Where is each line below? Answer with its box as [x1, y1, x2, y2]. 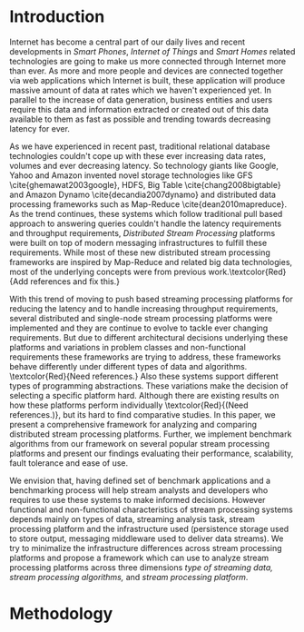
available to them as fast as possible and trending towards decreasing [9, 114, 271, 124]
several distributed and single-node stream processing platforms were [9, 312, 273, 323]
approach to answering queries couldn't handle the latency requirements [9, 218, 282, 229]
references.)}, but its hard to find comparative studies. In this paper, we [9, 409, 276, 420]
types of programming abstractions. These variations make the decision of [9, 380, 289, 391]
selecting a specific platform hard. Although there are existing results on [9, 390, 279, 400]
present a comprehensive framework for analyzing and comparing [9, 419, 257, 430]
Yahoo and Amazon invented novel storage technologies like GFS [9, 170, 253, 181]
